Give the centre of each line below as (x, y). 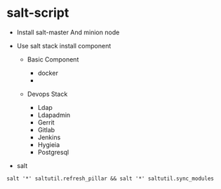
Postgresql (53, 152)
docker (48, 73)
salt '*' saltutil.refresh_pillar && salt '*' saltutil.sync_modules (110, 178)
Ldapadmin (54, 115)
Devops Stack (47, 94)
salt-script (38, 13)
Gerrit (46, 122)
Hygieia (49, 144)
